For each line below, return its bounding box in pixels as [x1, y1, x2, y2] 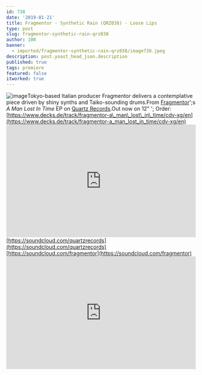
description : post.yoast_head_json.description [6, 53, 128, 59]
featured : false [6, 70, 47, 76]
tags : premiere [6, 64, 44, 71]
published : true [6, 59, 47, 65]
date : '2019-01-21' [6, 14, 55, 20]
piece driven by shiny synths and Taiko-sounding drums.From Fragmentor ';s [6, 99, 196, 106]
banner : [6, 43, 26, 49]
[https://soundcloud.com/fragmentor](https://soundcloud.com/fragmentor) [6, 250, 192, 257]
